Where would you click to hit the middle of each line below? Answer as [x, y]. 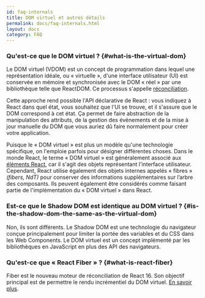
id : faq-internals [30, 12]
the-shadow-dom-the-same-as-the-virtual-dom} [82, 214]
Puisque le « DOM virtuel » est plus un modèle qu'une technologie [90, 145]
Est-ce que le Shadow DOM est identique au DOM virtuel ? [94, 206]
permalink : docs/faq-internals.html [53, 23]
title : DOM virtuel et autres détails [56, 18]
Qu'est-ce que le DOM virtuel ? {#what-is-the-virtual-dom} [96, 56]
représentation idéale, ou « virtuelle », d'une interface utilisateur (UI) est [97, 76]
